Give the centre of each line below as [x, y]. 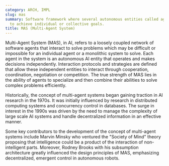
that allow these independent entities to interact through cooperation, [77, 69]
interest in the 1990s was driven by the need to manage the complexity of [81, 111]
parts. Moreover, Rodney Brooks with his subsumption [83, 147]
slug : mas [16, 15]
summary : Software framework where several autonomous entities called [82, 19]
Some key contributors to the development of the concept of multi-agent [80, 131]
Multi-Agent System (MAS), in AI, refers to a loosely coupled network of [80, 43]
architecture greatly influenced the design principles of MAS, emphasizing [82, 153]
